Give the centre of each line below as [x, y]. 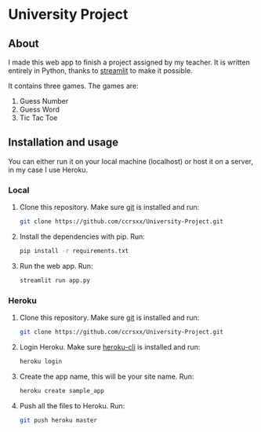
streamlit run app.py [54, 280]
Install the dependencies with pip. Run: [82, 236]
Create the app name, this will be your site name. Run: [107, 376]
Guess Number [44, 101]
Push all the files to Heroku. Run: [72, 405]
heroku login [41, 361]
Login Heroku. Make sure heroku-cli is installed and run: [110, 346]
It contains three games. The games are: [73, 86]
